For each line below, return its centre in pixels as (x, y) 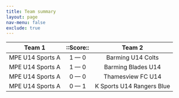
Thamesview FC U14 (132, 77)
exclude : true (23, 28)
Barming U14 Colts (132, 58)
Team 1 (35, 48)
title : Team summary (31, 11)
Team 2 (132, 48)
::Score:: (78, 48)
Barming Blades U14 (133, 67)
